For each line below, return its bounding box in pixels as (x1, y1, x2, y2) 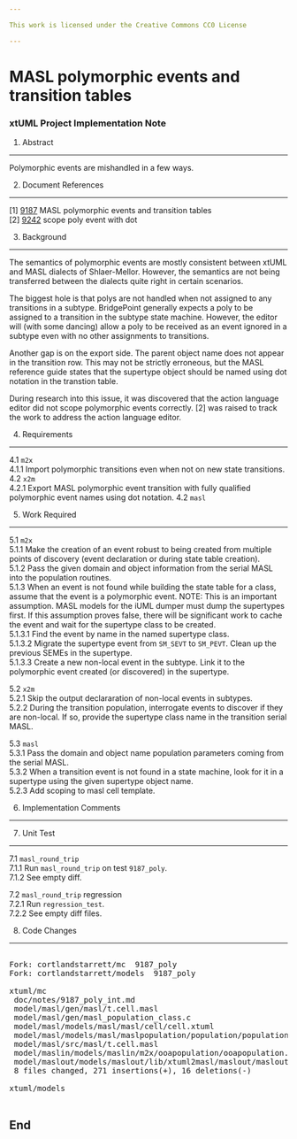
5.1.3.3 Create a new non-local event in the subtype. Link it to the (9, 657, 246, 668)
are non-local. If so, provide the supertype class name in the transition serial (9, 712, 287, 722)
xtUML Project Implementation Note (9, 117, 166, 129)
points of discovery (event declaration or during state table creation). (9, 554, 261, 565)
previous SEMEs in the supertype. (9, 648, 133, 658)
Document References (21, 180, 104, 190)
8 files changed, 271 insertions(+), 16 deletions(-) (13, 1066, 252, 1076)
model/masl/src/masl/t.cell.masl (13, 1039, 159, 1050)
